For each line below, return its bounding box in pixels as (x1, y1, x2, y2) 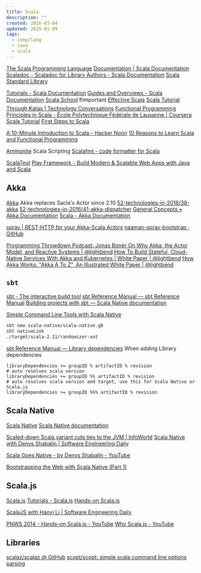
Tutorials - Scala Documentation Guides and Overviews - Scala (6, 89, 162, 97)
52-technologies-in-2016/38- (117, 199, 190, 206)
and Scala (6, 165, 31, 173)
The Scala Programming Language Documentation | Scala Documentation (6, 65, 190, 72)
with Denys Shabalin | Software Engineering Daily (6, 440, 129, 447)
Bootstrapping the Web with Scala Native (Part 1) (6, 463, 128, 470)
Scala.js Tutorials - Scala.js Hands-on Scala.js (6, 496, 120, 504)
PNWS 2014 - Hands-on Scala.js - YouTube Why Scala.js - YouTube (6, 520, 175, 527)
